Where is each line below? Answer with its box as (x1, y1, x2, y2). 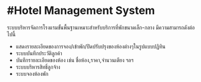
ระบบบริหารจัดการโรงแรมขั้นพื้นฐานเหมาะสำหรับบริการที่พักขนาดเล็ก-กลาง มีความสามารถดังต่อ (7, 24, 195, 31)
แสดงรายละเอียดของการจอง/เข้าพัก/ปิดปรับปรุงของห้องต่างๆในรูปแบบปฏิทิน (15, 43, 166, 50)
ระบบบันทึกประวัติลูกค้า (15, 49, 63, 56)
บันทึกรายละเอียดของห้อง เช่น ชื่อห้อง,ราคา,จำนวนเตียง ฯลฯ (15, 56, 134, 64)
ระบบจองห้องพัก (15, 70, 49, 77)
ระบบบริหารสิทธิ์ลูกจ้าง (15, 63, 60, 70)
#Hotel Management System (7, 4, 155, 18)
